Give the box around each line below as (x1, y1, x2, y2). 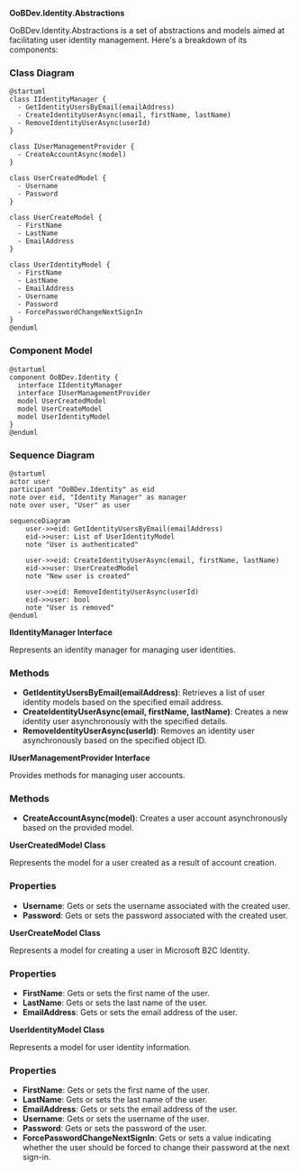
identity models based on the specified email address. (22, 697, 223, 708)
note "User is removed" (25, 603, 115, 612)
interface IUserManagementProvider (17, 388, 151, 397)
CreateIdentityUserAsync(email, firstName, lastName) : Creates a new (22, 706, 289, 717)
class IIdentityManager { (9, 95, 106, 104)
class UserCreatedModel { (9, 174, 106, 183)
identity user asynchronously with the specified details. (22, 716, 228, 727)
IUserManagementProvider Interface (9, 752, 150, 764)
